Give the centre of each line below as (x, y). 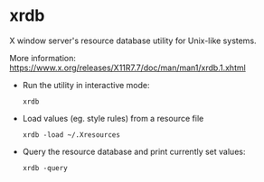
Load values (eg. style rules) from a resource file (113, 118)
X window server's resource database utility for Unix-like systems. (133, 41)
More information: (43, 58)
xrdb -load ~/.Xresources (71, 135)
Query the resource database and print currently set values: (134, 151)
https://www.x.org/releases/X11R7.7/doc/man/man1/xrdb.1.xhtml (127, 68)
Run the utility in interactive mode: (86, 85)
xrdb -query (45, 168)
